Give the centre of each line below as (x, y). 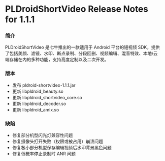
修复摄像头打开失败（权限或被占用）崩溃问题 (58, 141)
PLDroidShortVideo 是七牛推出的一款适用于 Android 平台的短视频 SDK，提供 (82, 47)
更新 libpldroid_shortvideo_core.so (47, 97)
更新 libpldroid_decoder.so (39, 104)
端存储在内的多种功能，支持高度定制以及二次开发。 (57, 59)
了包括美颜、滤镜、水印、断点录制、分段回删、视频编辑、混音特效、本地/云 (82, 54)
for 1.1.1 (20, 19)
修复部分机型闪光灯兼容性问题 (42, 135)
